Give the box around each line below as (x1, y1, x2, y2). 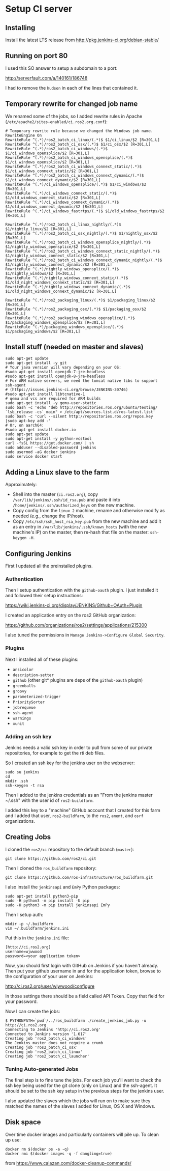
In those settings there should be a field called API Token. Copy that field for (5, 993, 165, 999)
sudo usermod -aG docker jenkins (5, 450, 76, 455)
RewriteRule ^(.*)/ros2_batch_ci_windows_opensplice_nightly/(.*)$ (5, 240, 151, 245)
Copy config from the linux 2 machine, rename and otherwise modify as (12, 508, 165, 514)
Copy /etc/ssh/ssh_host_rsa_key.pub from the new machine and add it (12, 518, 161, 524)
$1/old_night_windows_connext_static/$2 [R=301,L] (5, 280, 115, 285)
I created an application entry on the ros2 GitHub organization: (5, 612, 136, 619)
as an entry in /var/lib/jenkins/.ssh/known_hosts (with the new (12, 524, 147, 530)
